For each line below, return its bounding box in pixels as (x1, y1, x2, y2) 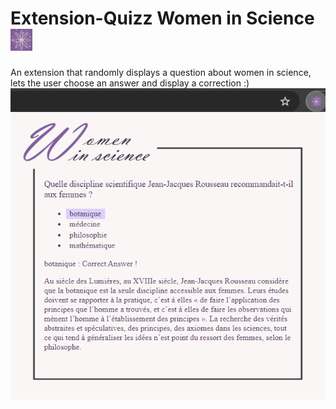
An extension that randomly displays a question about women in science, (10, 66, 312, 78)
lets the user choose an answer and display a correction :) (10, 77, 250, 89)
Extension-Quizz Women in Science (10, 7, 315, 30)
